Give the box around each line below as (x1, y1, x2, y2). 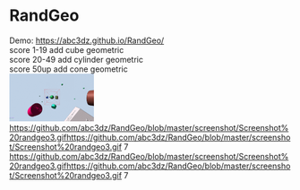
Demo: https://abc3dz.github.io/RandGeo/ (9, 35, 165, 46)
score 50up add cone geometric (9, 64, 128, 74)
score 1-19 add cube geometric (9, 44, 124, 55)
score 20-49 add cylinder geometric (9, 54, 143, 65)
